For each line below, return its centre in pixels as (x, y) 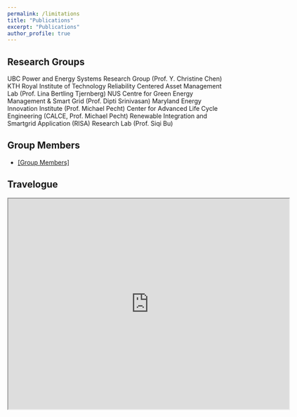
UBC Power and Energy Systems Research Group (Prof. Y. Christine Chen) (115, 79)
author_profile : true (39, 33)
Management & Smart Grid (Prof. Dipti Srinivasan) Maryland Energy (105, 101)
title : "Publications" (40, 20)
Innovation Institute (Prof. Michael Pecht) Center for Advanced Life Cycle (113, 109)
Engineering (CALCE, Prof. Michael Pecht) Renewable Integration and (107, 116)
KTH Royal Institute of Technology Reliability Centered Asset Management (115, 86)
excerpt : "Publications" (44, 27)
